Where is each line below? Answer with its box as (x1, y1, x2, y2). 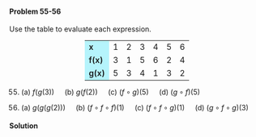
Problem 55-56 (9, 6, 62, 16)
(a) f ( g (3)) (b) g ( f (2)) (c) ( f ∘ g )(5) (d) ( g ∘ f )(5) (20, 87, 201, 97)
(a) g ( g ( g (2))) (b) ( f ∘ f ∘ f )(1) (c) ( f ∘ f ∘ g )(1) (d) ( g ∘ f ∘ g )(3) (20, 102, 250, 112)
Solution (9, 121, 39, 131)
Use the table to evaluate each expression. (9, 24, 152, 34)
